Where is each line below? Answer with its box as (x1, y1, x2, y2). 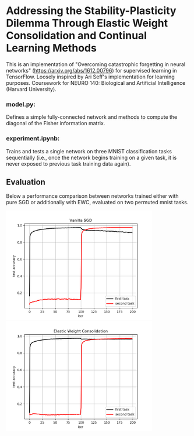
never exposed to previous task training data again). (6, 160, 131, 167)
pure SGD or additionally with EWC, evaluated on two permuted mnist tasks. (6, 199, 189, 206)
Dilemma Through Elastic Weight (6, 16, 168, 30)
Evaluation (6, 177, 45, 187)
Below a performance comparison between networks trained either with (6, 193, 179, 200)
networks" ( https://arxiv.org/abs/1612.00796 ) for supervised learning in (6, 67, 177, 74)
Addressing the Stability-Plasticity (6, 4, 177, 18)
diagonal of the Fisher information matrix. (6, 120, 105, 127)
